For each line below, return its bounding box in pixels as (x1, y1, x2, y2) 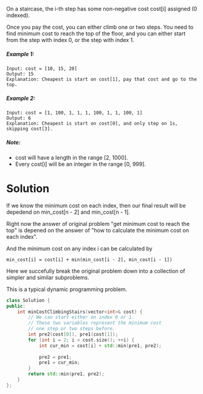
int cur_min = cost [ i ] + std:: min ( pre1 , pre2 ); (38, 342, 162, 349)
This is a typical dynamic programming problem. (6, 286, 128, 293)
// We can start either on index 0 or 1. (28, 314, 135, 320)
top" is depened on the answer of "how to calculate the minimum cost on (6, 227, 190, 234)
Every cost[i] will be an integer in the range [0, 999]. (15, 160, 146, 167)
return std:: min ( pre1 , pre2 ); (28, 371, 105, 377)
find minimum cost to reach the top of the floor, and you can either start (6, 30, 186, 37)
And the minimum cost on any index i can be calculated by (6, 245, 153, 252)
